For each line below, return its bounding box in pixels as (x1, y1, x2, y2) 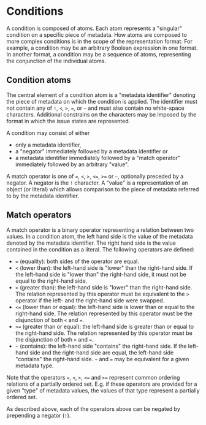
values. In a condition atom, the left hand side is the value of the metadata (6, 232, 193, 240)
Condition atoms (6, 75, 72, 85)
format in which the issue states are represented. (6, 117, 131, 124)
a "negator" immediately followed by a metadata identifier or (15, 147, 168, 155)
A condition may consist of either (6, 129, 90, 136)
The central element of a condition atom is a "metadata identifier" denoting (6, 91, 196, 99)
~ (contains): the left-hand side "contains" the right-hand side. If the (15, 342, 187, 350)
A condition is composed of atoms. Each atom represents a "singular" (6, 25, 183, 32)
